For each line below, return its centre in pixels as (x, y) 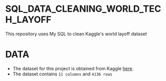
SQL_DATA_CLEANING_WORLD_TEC (83, 9)
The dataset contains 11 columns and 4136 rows (63, 74)
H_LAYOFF (28, 20)
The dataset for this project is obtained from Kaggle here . (73, 68)
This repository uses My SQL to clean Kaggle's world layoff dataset (76, 34)
